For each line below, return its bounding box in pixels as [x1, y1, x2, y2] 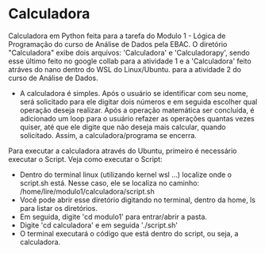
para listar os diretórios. [19, 203, 98, 213]
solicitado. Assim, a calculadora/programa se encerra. [19, 130, 197, 140]
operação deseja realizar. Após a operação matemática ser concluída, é [19, 105, 255, 115]
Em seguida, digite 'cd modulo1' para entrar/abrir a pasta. [19, 212, 208, 221]
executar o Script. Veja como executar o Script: [8, 154, 163, 163]
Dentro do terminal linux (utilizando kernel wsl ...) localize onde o [19, 170, 232, 179]
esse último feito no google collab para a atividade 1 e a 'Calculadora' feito [8, 56, 252, 66]
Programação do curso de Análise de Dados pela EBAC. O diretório [8, 39, 228, 48]
